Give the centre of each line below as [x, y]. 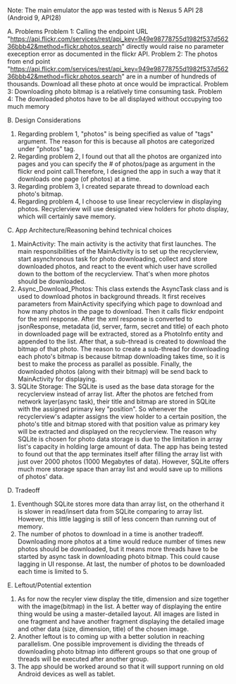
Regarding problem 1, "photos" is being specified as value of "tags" [115, 134]
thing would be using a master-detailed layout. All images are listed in [118, 614]
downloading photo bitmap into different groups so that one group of [117, 651]
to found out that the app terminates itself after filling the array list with [120, 454]
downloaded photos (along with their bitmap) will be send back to [113, 371]
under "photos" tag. [46, 149]
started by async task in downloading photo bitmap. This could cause [118, 556]
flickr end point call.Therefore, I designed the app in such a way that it [119, 171]
